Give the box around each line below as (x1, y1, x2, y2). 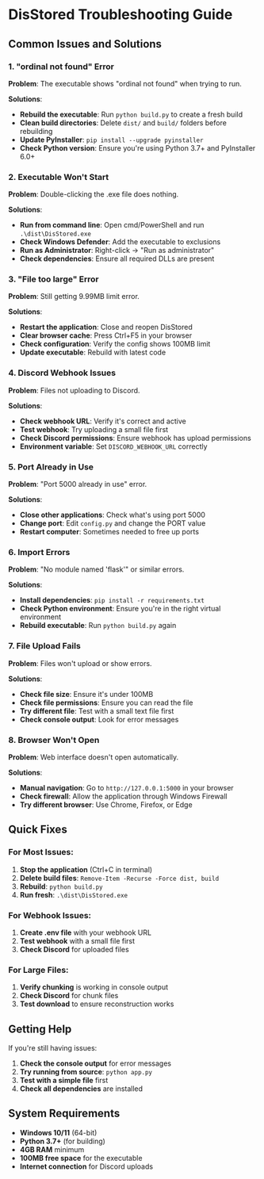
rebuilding (19, 126, 53, 136)
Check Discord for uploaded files (19, 944, 129, 954)
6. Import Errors (8, 546, 71, 557)
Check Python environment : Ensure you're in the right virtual (19, 604, 221, 614)
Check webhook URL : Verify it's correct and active (19, 416, 186, 426)
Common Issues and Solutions (8, 37, 163, 51)
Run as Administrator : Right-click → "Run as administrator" (19, 246, 215, 255)
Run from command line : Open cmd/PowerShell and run (19, 220, 205, 230)
